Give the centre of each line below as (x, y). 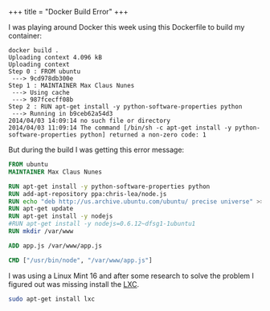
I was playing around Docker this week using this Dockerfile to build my (127, 27)
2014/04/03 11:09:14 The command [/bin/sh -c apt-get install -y (120, 128)
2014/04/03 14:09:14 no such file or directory (90, 121)
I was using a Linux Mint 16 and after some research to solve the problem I (131, 276)
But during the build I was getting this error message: (96, 149)
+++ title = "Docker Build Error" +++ (68, 12)
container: (25, 36)
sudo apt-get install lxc (51, 299)
